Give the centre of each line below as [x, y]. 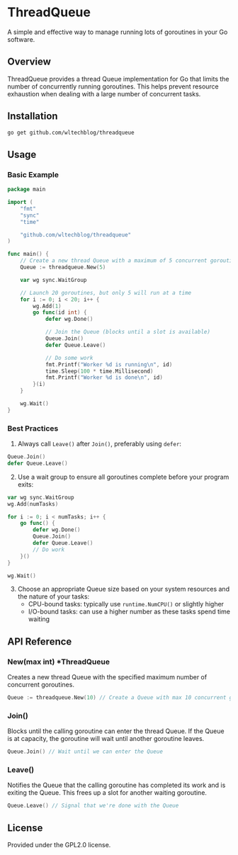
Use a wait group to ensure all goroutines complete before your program [123, 477]
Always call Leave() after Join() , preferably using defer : [100, 444]
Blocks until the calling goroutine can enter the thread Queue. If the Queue [116, 731]
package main [27, 189]
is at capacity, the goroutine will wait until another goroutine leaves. [106, 739]
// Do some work [69, 358]
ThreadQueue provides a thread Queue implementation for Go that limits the [118, 79]
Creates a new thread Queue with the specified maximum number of [107, 677]
